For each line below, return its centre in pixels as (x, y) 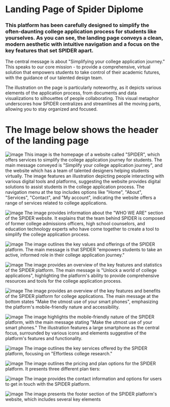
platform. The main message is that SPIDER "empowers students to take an (84, 250)
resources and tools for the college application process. (64, 281)
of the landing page (47, 140)
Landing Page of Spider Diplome (74, 9)
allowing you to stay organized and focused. (52, 109)
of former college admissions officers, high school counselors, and (75, 224)
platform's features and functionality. (44, 338)
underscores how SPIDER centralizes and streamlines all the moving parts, (83, 104)
